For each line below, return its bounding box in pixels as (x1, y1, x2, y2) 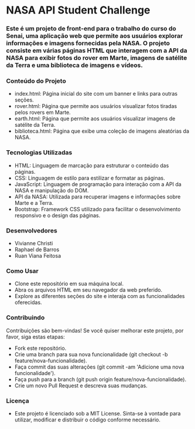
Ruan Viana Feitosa (14, 252, 61, 259)
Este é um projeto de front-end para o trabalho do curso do (6, 25, 177, 33)
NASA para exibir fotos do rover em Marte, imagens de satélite (6, 54, 187, 62)
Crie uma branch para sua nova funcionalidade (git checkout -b (14, 350, 168, 358)
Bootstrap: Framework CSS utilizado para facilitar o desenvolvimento (14, 205, 181, 212)
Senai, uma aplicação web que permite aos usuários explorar (6, 32, 183, 40)
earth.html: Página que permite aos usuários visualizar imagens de (14, 115, 176, 122)
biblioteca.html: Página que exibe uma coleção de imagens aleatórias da (14, 127, 189, 135)
